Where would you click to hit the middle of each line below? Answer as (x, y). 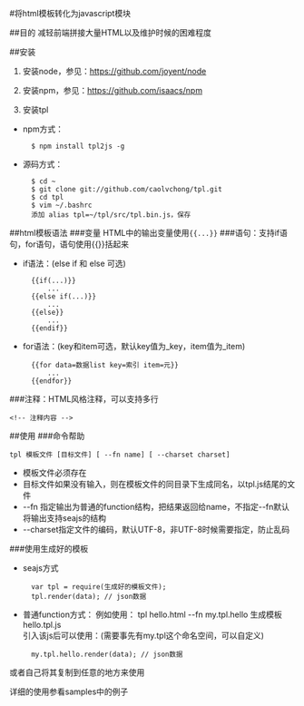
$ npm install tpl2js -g (78, 146)
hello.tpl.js (42, 625)
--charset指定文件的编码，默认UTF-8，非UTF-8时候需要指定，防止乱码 (156, 529)
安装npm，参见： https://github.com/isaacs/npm (112, 90)
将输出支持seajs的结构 (64, 518)
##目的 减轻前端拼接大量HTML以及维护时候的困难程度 (110, 33)
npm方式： (43, 129)
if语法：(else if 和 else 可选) (74, 263)
